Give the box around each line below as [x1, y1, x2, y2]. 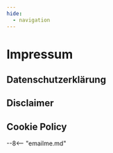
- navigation [12, 17, 51, 24]
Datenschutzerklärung [6, 74, 107, 86]
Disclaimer [6, 98, 54, 109]
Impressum [6, 46, 73, 62]
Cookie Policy [6, 120, 67, 132]
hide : [6, 10, 22, 17]
